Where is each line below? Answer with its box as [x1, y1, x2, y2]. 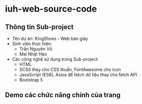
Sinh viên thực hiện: [12, 41, 52, 47]
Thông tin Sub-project [5, 23, 74, 31]
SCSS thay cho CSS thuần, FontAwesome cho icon [19, 67, 121, 72]
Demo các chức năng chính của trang [5, 91, 121, 99]
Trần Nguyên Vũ [19, 46, 53, 52]
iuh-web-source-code [5, 3, 97, 15]
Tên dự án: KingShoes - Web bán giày [12, 35, 89, 41]
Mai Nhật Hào [19, 51, 47, 57]
